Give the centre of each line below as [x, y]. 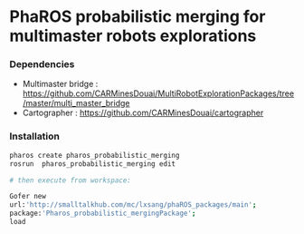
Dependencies [42, 64]
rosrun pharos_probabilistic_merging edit [93, 164]
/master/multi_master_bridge [76, 103]
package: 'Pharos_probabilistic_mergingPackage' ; [103, 214]
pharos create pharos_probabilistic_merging [95, 155]
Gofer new [28, 197]
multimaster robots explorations [133, 36]
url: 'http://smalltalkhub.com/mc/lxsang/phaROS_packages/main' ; [133, 205]
